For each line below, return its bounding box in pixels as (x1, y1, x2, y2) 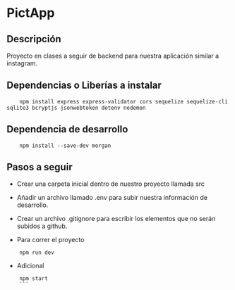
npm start (19, 275, 49, 282)
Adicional (16, 262, 44, 270)
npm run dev (19, 249, 54, 256)
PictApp (6, 5, 55, 21)
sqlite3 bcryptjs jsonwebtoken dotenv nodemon (6, 104, 146, 111)
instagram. (6, 59, 38, 68)
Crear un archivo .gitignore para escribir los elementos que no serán (16, 215, 216, 223)
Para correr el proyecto (16, 236, 85, 244)
